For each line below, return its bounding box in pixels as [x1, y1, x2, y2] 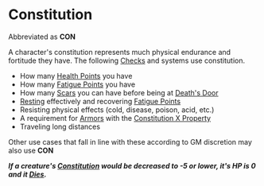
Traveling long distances [19, 122, 101, 131]
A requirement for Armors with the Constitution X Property [19, 113, 212, 122]
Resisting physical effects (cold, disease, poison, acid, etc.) [19, 105, 215, 114]
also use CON [8, 145, 54, 155]
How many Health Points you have [19, 71, 133, 80]
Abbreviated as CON [8, 32, 76, 41]
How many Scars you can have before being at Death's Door [19, 87, 219, 97]
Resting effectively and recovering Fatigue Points [19, 96, 181, 106]
